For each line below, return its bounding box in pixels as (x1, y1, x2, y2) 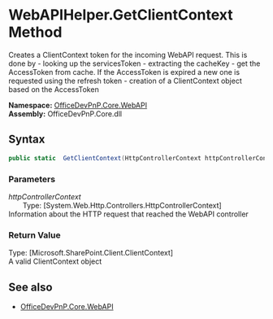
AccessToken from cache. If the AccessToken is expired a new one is (8, 67, 240, 76)
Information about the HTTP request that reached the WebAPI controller (8, 209, 249, 219)
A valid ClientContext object (8, 256, 102, 266)
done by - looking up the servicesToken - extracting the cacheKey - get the (8, 59, 261, 68)
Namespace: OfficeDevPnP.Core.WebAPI (8, 100, 148, 110)
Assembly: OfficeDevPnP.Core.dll (8, 108, 123, 119)
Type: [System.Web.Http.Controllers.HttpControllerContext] (23, 200, 222, 210)
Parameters (8, 173, 55, 185)
